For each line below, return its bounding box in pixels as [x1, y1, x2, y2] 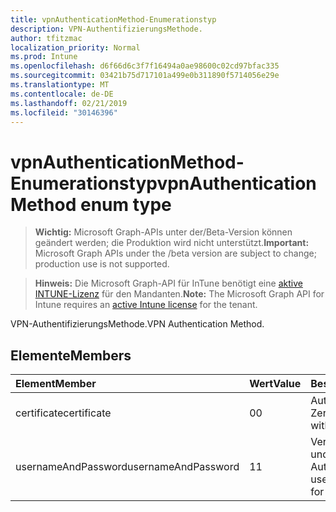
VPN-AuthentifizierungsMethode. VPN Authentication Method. [10, 318, 265, 330]
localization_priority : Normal [10, 42, 141, 53]
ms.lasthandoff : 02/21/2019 [10, 98, 128, 108]
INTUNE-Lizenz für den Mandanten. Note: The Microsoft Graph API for [34, 288, 325, 300]
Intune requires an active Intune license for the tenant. [34, 299, 258, 311]
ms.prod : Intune [10, 52, 78, 62]
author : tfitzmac [10, 33, 83, 43]
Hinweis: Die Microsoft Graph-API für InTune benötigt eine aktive [34, 277, 303, 290]
